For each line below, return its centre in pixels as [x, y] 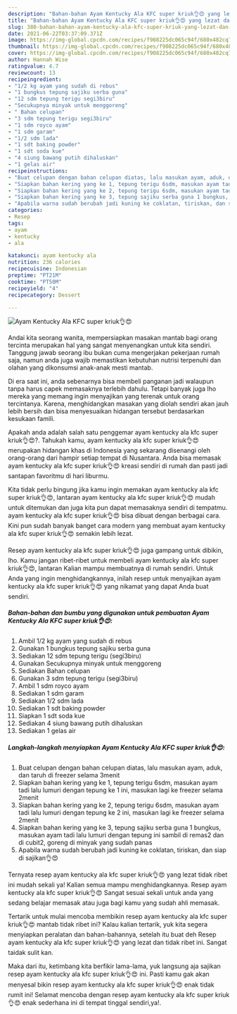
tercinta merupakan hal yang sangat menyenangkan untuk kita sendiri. [110, 345]
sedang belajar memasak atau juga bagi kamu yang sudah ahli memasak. [114, 903]
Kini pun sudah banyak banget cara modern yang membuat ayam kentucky [117, 526]
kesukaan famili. [32, 419]
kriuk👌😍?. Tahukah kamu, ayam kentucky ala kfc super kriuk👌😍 [104, 440]
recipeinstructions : [38, 171]
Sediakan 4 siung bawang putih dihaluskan [81, 723]
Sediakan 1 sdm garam [51, 694]
